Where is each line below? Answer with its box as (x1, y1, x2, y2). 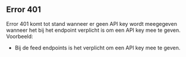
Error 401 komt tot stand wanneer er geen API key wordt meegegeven (6, 20, 177, 27)
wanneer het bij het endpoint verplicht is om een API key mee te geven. (6, 26, 181, 33)
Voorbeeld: (6, 32, 34, 40)
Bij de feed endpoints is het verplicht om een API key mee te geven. (14, 44, 181, 51)
